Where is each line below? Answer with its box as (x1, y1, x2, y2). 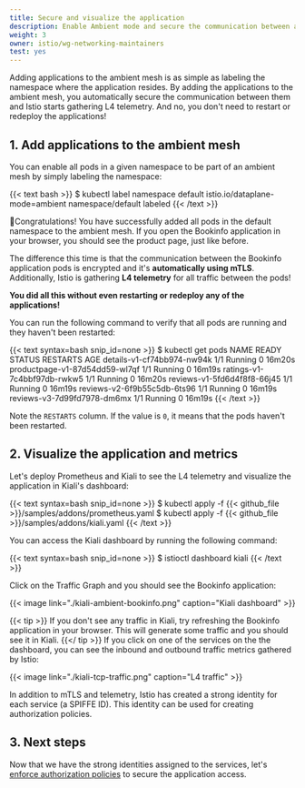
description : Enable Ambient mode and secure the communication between (9, 22, 290, 31)
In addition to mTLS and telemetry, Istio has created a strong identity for (9, 689, 279, 700)
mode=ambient (9, 197, 66, 209)
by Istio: (9, 653, 39, 664)
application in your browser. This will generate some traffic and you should (9, 624, 289, 635)
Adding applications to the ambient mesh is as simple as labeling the (9, 72, 266, 83)
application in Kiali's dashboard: (9, 480, 129, 491)
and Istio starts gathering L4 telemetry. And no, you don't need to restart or (9, 101, 290, 112)
